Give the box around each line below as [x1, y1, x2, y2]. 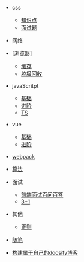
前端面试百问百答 [20, 191, 64, 198]
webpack [11, 153, 35, 160]
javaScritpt [11, 82, 39, 89]
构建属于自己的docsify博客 [11, 249, 78, 256]
